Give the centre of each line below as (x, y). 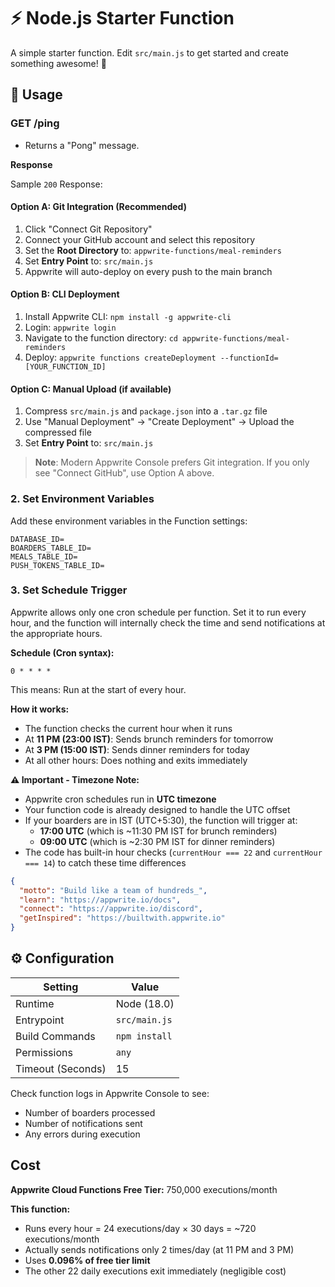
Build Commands (55, 1036)
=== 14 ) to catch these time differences (105, 862)
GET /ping (35, 123)
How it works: (40, 709)
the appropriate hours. (56, 633)
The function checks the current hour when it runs (128, 728)
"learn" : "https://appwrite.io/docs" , (100, 900)
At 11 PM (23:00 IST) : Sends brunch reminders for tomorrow (149, 739)
